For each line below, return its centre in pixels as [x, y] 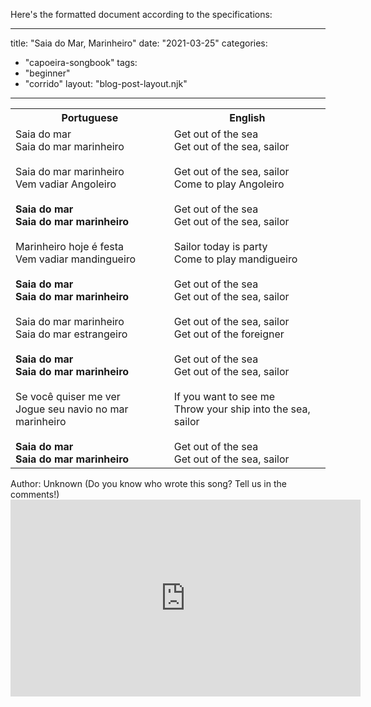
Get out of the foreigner [229, 334]
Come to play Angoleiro [229, 184]
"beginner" [47, 73]
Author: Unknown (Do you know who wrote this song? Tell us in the [148, 483]
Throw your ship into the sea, [242, 409]
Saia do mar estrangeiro [71, 334]
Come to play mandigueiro [235, 259]
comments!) [35, 494]
